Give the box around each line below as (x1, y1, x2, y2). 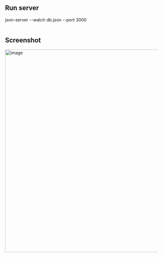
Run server (5, 4, 39, 12)
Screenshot (5, 36, 41, 44)
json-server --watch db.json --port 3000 (5, 17, 87, 22)
